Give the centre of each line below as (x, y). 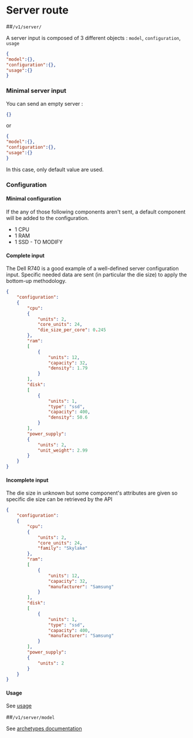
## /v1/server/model (31, 717)
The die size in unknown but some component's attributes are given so (92, 493)
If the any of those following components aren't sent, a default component (96, 212)
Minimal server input (36, 91)
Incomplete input (27, 480)
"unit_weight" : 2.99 (62, 450)
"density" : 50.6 (68, 418)
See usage (19, 706)
